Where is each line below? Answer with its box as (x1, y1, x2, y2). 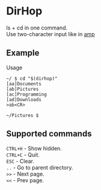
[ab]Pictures (6, 86, 39, 92)
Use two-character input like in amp (6, 30, 95, 37)
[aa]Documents (6, 81, 42, 87)
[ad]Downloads (6, 96, 42, 103)
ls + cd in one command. (6, 24, 68, 31)
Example (6, 48, 40, 58)
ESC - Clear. (6, 158, 35, 165)
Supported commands (6, 129, 92, 139)
